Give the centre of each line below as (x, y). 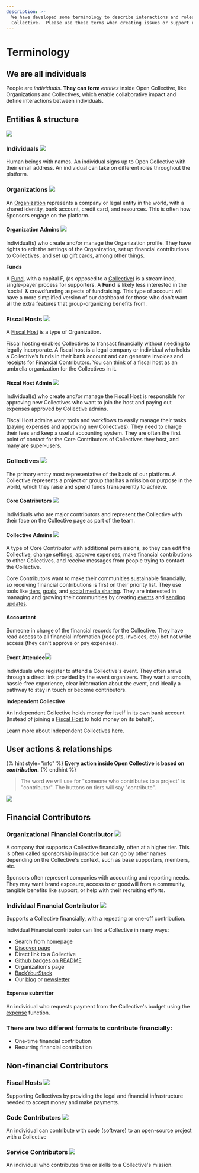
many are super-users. (34, 445)
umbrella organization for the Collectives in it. (62, 369)
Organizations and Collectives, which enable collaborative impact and (91, 94)
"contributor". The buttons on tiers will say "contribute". (88, 788)
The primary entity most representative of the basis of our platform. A (91, 474)
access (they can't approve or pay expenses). (62, 643)
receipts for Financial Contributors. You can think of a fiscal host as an (92, 362)
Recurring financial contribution (53, 1047)
